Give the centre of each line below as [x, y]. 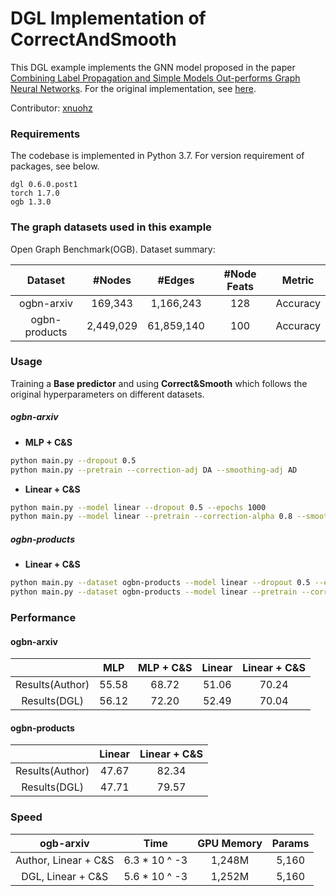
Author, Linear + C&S [65, 860]
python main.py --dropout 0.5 [73, 460]
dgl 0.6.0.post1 [44, 185]
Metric [298, 280]
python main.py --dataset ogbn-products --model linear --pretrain [154, 592]
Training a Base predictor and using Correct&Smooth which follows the [159, 383]
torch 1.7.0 [35, 193]
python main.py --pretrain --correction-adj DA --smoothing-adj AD [154, 470]
